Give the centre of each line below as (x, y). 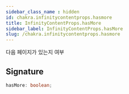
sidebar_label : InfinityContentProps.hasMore (64, 29)
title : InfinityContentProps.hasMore (54, 23)
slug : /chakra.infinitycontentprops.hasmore (63, 34)
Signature (25, 71)
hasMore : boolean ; (29, 85)
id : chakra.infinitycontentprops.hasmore (59, 17)
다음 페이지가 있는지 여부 (35, 52)
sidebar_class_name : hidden (43, 12)
